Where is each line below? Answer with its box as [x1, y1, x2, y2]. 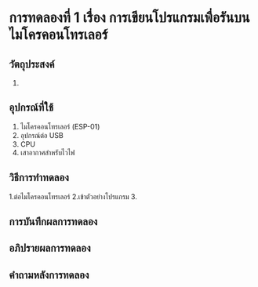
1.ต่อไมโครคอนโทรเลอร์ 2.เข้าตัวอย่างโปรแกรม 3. [9, 191, 138, 201]
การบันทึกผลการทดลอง [9, 215, 98, 228]
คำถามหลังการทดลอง [9, 268, 89, 282]
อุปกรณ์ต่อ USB [20, 130, 64, 140]
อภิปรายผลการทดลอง [9, 242, 91, 255]
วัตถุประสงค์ [9, 57, 55, 71]
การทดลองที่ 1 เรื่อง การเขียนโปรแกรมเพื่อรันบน [9, 9, 250, 27]
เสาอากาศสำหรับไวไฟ [20, 147, 75, 157]
